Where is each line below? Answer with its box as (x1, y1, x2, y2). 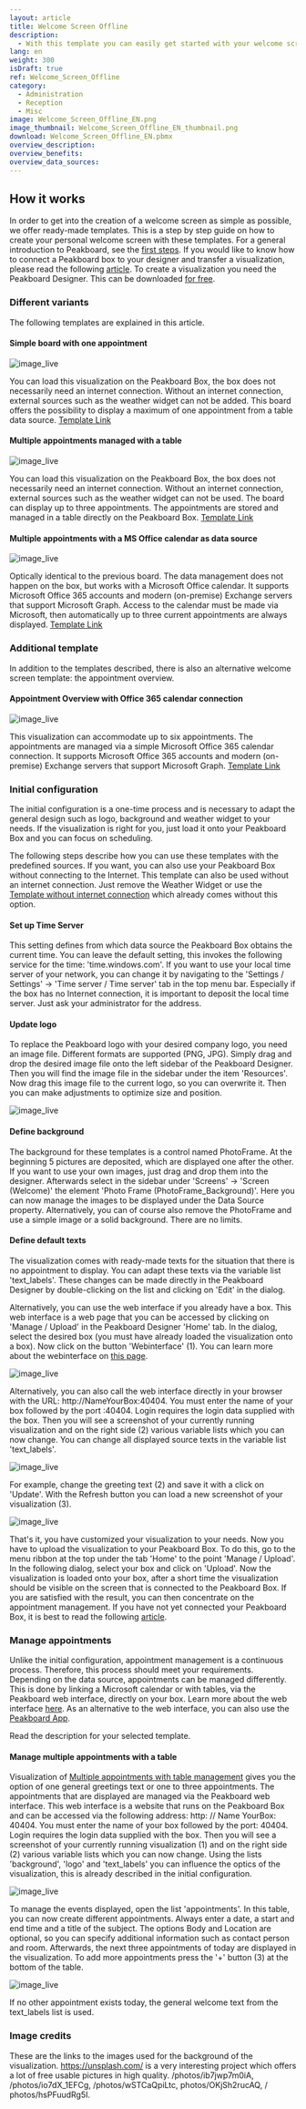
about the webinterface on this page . (9, 1350, 148, 1361)
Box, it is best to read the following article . (9, 1610, 168, 1622)
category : (9, 81, 47, 90)
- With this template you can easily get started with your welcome (17, 38, 283, 48)
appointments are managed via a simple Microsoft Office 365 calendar (9, 740, 275, 752)
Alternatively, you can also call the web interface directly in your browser (9, 1385, 283, 1396)
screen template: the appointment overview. (9, 672, 175, 684)
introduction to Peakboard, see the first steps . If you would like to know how (9, 244, 295, 255)
